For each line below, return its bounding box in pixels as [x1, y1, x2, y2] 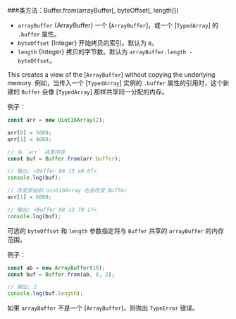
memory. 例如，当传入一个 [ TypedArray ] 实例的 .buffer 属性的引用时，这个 [7, 79, 223, 87]
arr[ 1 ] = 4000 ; [7, 136, 52, 143]
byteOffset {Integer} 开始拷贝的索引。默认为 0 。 [17, 39, 158, 47]
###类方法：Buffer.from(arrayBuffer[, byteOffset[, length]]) [7, 6, 179, 14]
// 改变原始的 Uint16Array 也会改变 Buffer [7, 187, 128, 194]
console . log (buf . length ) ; [7, 290, 83, 297]
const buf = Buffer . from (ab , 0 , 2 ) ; [7, 270, 115, 278]
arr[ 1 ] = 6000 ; [7, 194, 52, 201]
